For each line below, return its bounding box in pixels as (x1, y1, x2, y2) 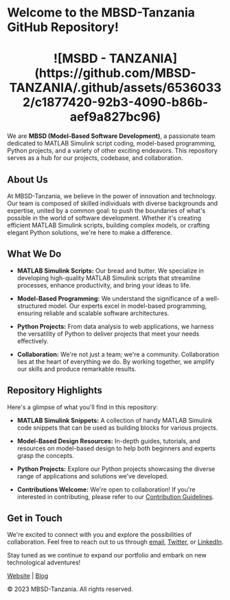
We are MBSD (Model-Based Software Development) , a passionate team (7, 132, 216, 140)
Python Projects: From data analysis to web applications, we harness (16, 322, 214, 330)
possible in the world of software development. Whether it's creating (7, 214, 201, 222)
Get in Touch (7, 512, 63, 524)
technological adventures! (7, 558, 81, 567)
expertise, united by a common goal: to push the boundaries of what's (7, 206, 206, 214)
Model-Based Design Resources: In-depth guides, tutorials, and (16, 437, 200, 445)
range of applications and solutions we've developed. (16, 472, 169, 480)
